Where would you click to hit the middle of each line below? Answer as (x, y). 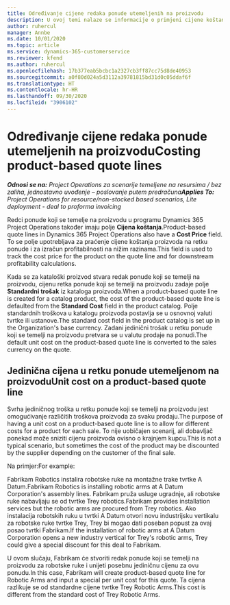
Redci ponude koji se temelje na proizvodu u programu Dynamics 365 (105, 219)
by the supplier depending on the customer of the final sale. (91, 452)
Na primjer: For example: (41, 466)
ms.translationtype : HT (41, 84)
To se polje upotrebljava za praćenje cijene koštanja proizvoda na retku (107, 241)
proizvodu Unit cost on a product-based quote (107, 382)
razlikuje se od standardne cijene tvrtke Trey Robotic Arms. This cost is (107, 587)
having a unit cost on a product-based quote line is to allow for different (108, 423)
